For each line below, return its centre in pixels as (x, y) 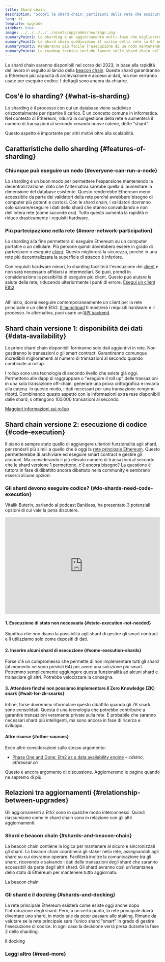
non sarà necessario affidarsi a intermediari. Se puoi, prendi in (68, 272)
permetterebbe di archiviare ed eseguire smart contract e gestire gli (74, 454)
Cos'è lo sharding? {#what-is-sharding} (68, 96)
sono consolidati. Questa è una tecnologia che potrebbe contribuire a (75, 710)
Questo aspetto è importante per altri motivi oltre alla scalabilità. (70, 133)
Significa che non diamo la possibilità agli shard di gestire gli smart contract (82, 634)
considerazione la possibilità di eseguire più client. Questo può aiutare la (78, 277)
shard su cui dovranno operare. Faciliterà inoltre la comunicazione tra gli (78, 857)
